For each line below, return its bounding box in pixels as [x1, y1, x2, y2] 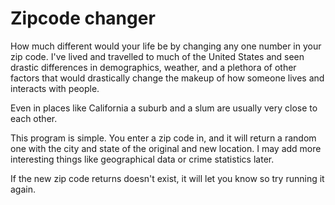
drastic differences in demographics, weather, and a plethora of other [10, 61, 297, 73]
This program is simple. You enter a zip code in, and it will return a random [10, 132, 317, 144]
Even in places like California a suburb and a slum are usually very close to [10, 102, 318, 114]
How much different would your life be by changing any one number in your [10, 40, 322, 52]
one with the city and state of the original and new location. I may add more [10, 142, 322, 154]
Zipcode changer [10, 7, 156, 30]
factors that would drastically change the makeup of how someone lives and [10, 72, 325, 84]
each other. [10, 112, 58, 124]
